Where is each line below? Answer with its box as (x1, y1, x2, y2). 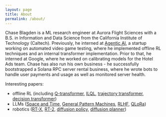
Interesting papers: (5, 81, 44, 87)
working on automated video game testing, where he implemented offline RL (5, 45, 162, 52)
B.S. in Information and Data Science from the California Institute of (5, 35, 143, 41)
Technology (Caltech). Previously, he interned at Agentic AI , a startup (5, 40, 147, 46)
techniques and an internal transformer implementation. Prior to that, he (5, 51, 152, 57)
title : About (5, 12, 32, 17)
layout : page (5, 7, 32, 12)
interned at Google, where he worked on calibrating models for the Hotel (5, 56, 154, 62)
